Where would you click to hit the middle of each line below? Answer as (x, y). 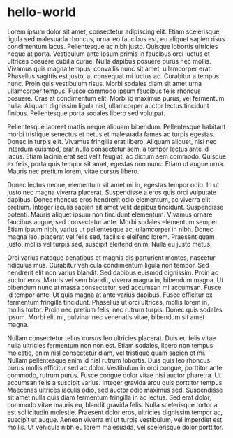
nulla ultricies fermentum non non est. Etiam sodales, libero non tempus (110, 345)
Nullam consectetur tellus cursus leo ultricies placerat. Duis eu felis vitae (112, 338)
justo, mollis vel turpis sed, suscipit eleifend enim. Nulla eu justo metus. (110, 244)
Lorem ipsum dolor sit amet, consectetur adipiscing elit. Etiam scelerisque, (114, 31)
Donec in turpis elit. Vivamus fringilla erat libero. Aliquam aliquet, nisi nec (112, 141)
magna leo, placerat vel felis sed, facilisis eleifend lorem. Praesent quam (111, 236)
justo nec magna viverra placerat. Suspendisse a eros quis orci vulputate (112, 192)
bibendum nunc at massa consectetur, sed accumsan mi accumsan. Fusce (114, 287)
